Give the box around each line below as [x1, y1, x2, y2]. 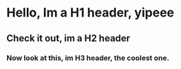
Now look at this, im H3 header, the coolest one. [6, 53, 170, 63]
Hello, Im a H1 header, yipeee [6, 5, 175, 21]
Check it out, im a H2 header [6, 32, 131, 44]
